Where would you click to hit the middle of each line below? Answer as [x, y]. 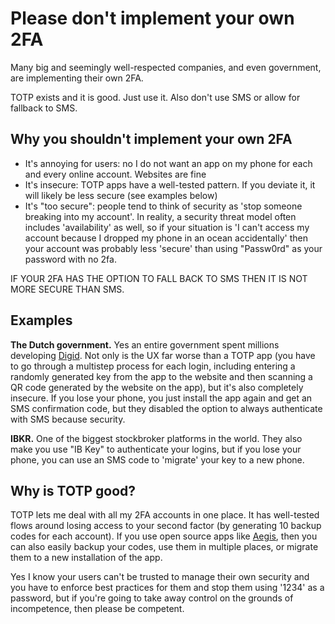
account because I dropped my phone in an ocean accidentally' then [166, 238]
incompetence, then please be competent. [97, 609]
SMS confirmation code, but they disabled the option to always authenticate [166, 408]
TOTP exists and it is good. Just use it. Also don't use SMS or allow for [155, 97]
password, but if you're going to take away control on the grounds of [152, 598]
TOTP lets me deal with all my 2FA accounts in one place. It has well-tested [165, 515]
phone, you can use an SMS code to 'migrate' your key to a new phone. [157, 459]
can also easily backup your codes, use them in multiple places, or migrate [164, 547]
